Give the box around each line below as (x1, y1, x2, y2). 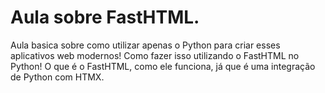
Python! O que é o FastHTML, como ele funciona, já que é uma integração (10, 60, 316, 72)
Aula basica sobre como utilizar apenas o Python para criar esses (10, 39, 281, 51)
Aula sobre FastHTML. (10, 6, 200, 29)
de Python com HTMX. (10, 71, 105, 83)
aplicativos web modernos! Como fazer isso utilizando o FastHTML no (10, 49, 300, 61)
